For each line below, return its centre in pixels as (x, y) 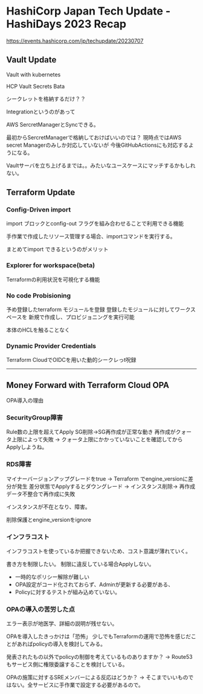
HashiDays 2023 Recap (66, 24)
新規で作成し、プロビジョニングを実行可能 (82, 317)
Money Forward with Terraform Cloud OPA (88, 385)
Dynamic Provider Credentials (51, 345)
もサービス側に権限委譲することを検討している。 (67, 664)
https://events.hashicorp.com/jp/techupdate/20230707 (75, 41)
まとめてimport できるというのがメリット (57, 249)
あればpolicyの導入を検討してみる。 (61, 644)
